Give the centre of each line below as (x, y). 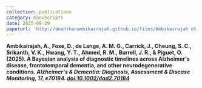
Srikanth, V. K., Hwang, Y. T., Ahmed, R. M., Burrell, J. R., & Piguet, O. (95, 53)
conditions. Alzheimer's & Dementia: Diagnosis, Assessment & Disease (98, 72)
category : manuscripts (35, 18)
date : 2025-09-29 (28, 23)
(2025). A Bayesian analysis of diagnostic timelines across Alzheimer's (98, 59)
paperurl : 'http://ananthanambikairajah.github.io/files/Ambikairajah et (102, 29)
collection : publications (39, 12)
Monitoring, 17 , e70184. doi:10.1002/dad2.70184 (68, 78)
